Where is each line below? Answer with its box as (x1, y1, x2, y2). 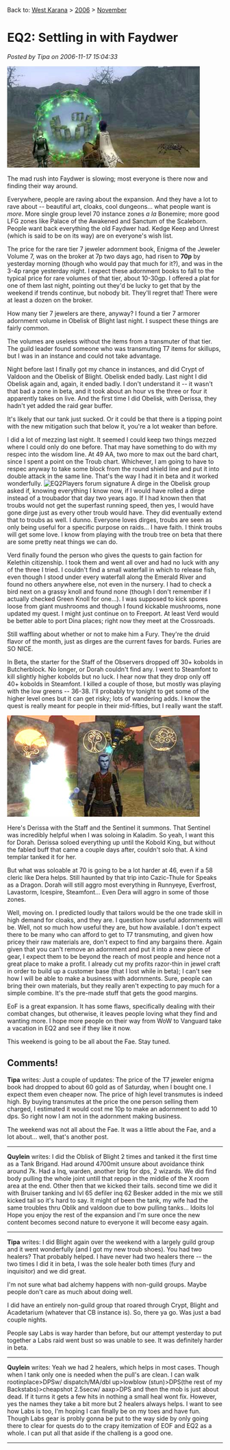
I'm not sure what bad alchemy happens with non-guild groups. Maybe (7, 1280, 207, 1289)
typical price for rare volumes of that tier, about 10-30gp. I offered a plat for (7, 274, 220, 282)
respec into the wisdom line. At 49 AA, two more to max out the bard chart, (7, 450, 219, 458)
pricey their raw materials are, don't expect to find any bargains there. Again (7, 938, 222, 946)
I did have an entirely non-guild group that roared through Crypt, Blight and (7, 1301, 219, 1309)
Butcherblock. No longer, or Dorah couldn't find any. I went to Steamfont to (7, 665, 218, 673)
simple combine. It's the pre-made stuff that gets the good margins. (7, 988, 199, 997)
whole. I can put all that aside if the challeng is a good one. (7, 1429, 173, 1437)
